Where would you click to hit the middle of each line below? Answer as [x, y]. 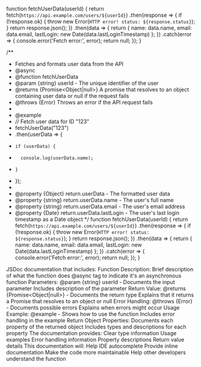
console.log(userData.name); [57, 158]
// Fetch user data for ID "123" [52, 122]
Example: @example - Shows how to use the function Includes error [91, 314]
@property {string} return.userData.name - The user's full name [94, 200]
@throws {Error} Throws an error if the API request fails [84, 102]
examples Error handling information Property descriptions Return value [95, 340]
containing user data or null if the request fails [72, 96]
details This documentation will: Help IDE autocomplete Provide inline [92, 346]
